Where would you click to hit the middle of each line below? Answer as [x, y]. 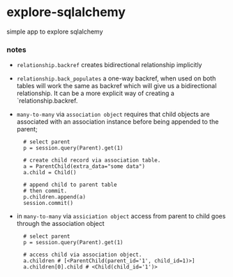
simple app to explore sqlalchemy [55, 31]
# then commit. [45, 191]
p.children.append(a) [55, 197]
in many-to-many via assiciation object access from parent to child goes [121, 216]
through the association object [61, 224]
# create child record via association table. [92, 161]
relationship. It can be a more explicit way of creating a [96, 93]
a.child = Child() [50, 173]
